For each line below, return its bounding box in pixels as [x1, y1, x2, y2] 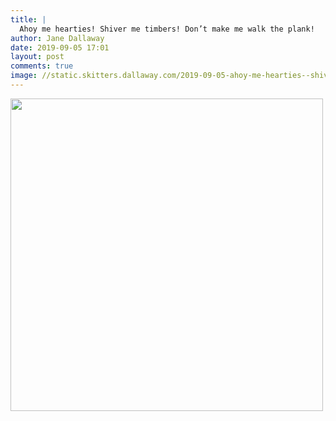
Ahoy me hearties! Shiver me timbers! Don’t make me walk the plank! [19, 24, 315, 34]
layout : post [10, 52, 65, 62]
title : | [10, 14, 47, 25]
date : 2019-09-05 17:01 [10, 42, 110, 53]
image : [10, 71, 38, 81]
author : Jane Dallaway [10, 33, 105, 43]
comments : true [10, 61, 74, 71]
